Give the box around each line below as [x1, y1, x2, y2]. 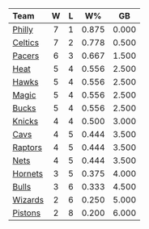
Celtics [12, 37, 39, 48]
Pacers [12, 50, 40, 61]
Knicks [12, 116, 39, 127]
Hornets [12, 169, 44, 179]
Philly [12, 24, 34, 35]
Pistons [12, 207, 41, 219]
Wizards [12, 194, 45, 205]
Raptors [12, 142, 43, 152]
